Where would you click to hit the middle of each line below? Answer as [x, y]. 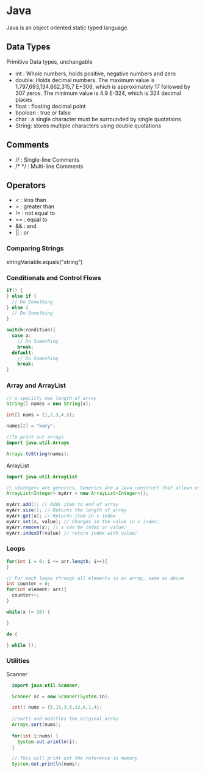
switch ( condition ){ [31, 330]
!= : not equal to [35, 213]
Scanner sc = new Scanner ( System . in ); [61, 696]
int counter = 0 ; [28, 584]
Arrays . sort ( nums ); [37, 725]
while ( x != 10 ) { [28, 612]
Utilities [18, 661]
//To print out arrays [35, 437]
